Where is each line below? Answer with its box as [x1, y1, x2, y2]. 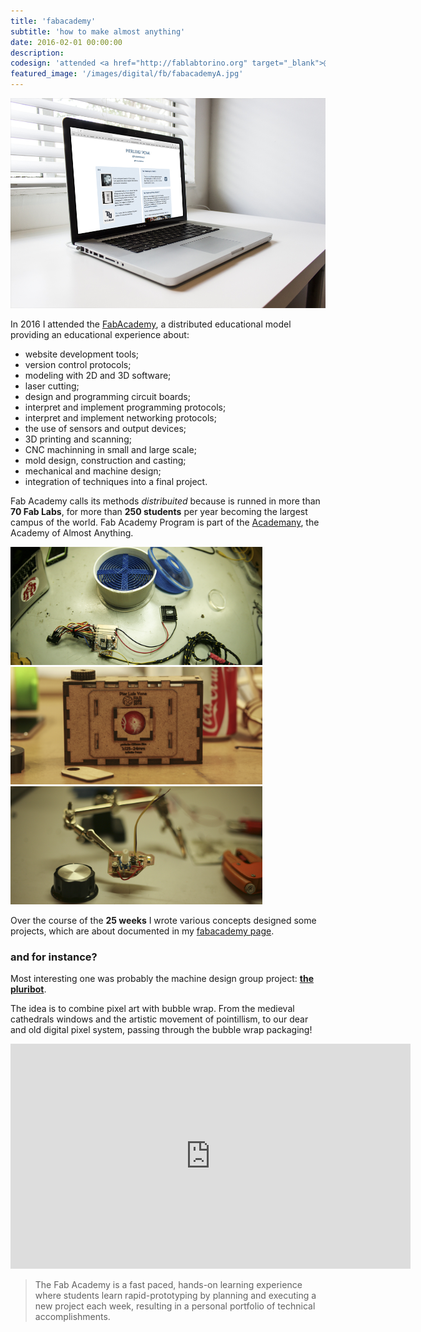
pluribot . [10, 983, 47, 995]
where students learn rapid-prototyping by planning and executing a [34, 1290, 317, 1302]
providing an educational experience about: [10, 329, 190, 341]
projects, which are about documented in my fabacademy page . [10, 925, 275, 937]
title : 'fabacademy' [10, 16, 97, 26]
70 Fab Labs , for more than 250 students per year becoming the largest [10, 506, 308, 518]
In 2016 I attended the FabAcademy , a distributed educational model [10, 318, 292, 330]
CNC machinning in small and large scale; [24, 444, 197, 456]
